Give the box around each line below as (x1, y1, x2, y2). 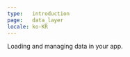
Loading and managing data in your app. (7, 42, 123, 51)
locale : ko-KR (7, 23, 49, 30)
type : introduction (7, 10, 70, 17)
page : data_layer (7, 17, 64, 24)
